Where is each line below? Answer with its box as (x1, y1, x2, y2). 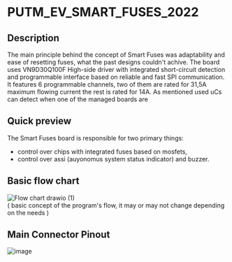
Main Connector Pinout (7, 228, 110, 241)
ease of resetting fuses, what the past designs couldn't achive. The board (7, 58, 220, 66)
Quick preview (7, 115, 72, 127)
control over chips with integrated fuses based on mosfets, (17, 147, 187, 156)
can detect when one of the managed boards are (7, 95, 148, 103)
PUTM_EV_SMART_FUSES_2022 (7, 4, 199, 20)
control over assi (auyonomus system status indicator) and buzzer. (17, 154, 210, 163)
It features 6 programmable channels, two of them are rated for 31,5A (7, 80, 208, 88)
